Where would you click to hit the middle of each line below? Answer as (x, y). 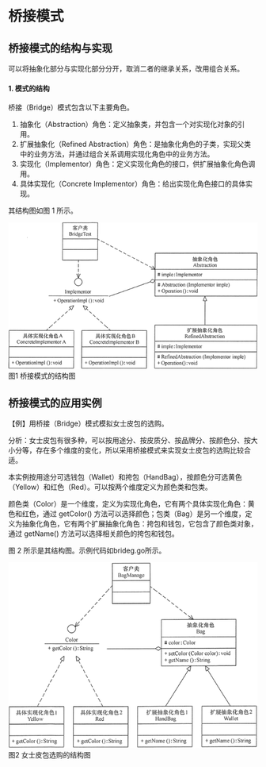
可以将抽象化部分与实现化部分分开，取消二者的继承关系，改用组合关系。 (126, 69)
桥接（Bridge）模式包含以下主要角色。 (71, 107)
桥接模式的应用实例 (55, 403)
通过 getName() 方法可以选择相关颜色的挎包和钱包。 (94, 534)
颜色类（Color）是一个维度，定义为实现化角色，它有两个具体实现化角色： (128, 504)
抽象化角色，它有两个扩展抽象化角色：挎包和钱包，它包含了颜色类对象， (140, 524)
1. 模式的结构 (29, 88)
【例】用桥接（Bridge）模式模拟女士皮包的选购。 (88, 424)
